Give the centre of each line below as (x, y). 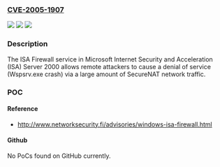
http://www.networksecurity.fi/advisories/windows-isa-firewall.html (115, 124)
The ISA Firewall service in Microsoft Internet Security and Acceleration (110, 59)
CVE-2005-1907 (36, 10)
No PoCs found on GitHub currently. (59, 156)
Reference (23, 109)
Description (28, 44)
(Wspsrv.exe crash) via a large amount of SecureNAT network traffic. (107, 74)
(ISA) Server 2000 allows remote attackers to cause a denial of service (109, 66)
